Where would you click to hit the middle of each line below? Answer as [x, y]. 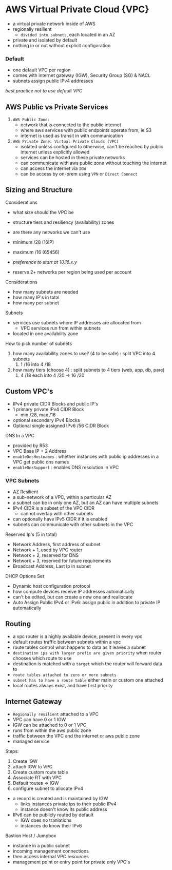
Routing [18, 624]
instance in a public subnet [41, 845]
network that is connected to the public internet [71, 125]
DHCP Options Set [25, 576]
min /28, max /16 [38, 415]
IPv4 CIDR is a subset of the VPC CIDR [54, 508]
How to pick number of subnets [39, 343]
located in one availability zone [45, 333]
